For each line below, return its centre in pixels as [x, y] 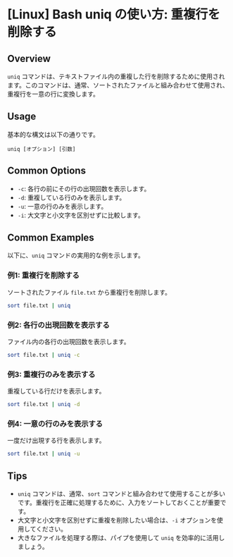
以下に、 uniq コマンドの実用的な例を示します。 [76, 255]
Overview [29, 58]
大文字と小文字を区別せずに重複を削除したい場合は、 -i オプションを [117, 520]
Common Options [47, 171]
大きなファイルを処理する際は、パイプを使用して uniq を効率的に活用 [118, 537]
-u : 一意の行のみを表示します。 [62, 206]
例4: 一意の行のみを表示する [55, 424]
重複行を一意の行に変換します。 [53, 94]
